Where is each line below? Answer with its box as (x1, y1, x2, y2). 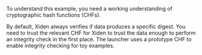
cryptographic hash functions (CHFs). (6, 11, 101, 19)
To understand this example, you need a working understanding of (6, 5, 173, 12)
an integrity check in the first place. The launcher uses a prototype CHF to (6, 36, 192, 42)
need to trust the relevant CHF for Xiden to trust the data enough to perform (6, 29, 196, 36)
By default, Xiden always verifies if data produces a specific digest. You (6, 23, 186, 30)
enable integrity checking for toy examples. (6, 42, 115, 49)
